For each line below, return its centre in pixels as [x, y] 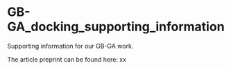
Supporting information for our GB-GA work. [70, 46]
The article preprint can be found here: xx [67, 59]
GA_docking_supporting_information [116, 27]
